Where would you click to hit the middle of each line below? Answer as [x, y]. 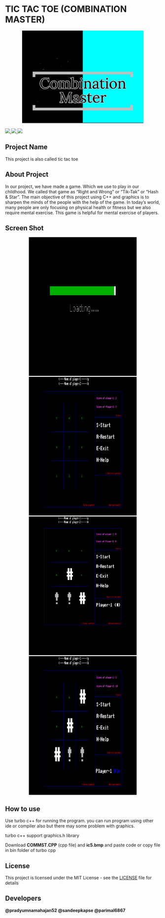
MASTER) [25, 19]
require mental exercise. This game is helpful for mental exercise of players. [82, 213]
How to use [23, 809]
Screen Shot [24, 228]
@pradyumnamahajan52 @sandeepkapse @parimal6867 [65, 910]
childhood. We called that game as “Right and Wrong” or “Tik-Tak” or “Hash [82, 191]
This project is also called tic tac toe [42, 159]
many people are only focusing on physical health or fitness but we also [78, 207]
